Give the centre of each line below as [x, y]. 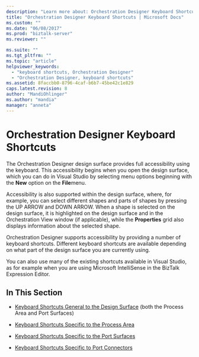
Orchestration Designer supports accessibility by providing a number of [94, 237]
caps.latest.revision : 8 [37, 89]
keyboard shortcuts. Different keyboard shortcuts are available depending [96, 244]
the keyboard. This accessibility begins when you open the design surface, [98, 170]
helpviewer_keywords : [33, 67]
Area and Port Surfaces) [44, 313]
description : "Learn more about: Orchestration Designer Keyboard [90, 12]
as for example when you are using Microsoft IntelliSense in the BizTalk [93, 267]
